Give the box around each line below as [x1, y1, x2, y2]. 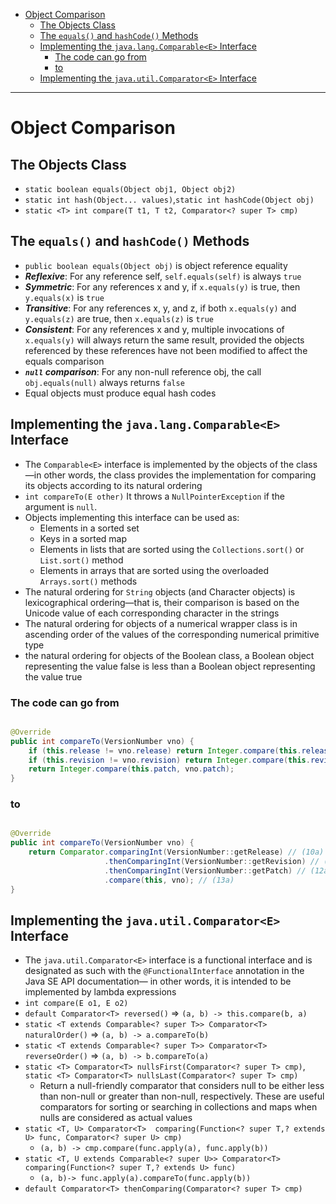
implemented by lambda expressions [24, 986, 177, 998]
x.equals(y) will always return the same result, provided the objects [24, 334, 305, 346]
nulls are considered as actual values [39, 1112, 193, 1124]
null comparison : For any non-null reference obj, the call [24, 365, 262, 378]
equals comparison [24, 355, 105, 367]
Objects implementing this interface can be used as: [24, 511, 240, 523]
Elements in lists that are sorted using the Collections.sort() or [39, 543, 305, 555]
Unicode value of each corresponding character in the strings [24, 607, 280, 619]
